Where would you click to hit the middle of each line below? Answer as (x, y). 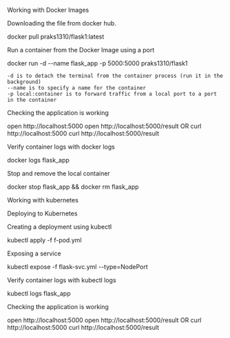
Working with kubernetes (43, 200)
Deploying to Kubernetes (42, 213)
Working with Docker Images (48, 10)
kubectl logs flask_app (39, 293)
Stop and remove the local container (59, 173)
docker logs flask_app (39, 160)
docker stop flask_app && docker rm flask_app (73, 187)
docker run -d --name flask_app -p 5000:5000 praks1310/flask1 (97, 63)
